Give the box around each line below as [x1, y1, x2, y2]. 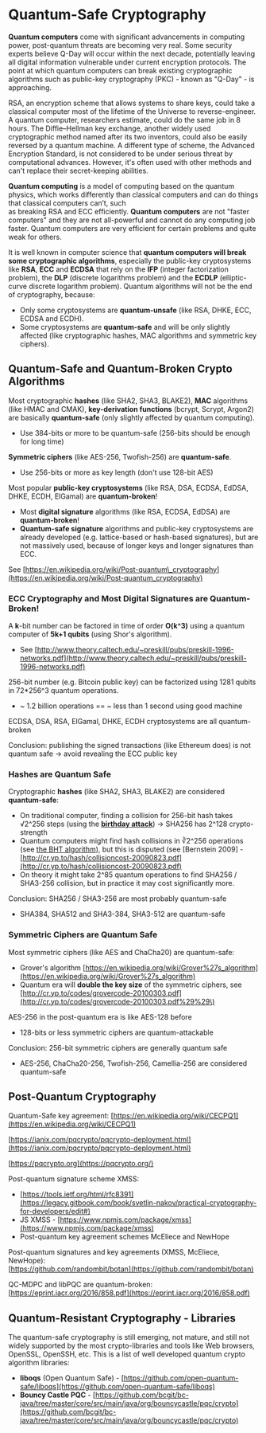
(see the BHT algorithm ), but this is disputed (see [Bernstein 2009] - [19, 844, 244, 854]
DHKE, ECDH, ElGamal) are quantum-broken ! [8, 491, 158, 501]
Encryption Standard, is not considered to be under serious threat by [8, 149, 233, 159]
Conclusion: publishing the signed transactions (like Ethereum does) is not [8, 741, 252, 750]
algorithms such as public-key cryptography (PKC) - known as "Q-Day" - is [8, 74, 255, 84]
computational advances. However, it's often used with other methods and [8, 157, 252, 166]
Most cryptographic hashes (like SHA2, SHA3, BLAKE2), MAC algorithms [8, 396, 249, 405]
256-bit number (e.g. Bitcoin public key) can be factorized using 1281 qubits [8, 677, 256, 687]
